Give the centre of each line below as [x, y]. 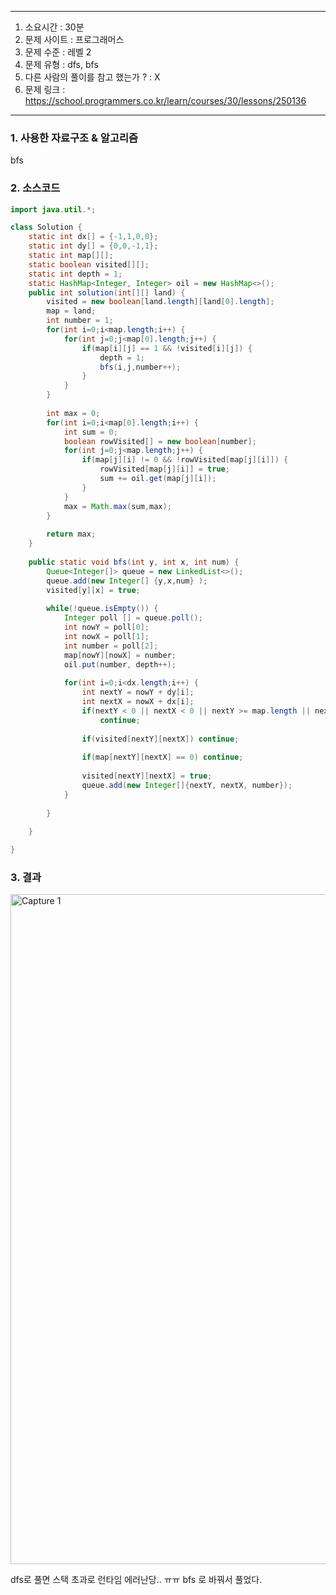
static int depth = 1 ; [75, 274]
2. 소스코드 [35, 188]
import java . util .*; [53, 209]
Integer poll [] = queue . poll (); [133, 618]
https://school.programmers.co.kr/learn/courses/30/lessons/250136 [165, 100]
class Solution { [46, 227]
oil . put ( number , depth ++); [120, 664]
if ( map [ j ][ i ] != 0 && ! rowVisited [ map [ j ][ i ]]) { [185, 460]
